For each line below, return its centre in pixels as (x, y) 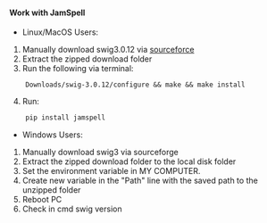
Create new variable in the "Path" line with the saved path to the (140, 181)
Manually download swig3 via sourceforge (100, 153)
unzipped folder (51, 190)
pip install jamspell (65, 118)
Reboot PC (42, 200)
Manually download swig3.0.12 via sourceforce (108, 50)
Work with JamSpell (47, 12)
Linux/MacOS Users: (60, 32)
